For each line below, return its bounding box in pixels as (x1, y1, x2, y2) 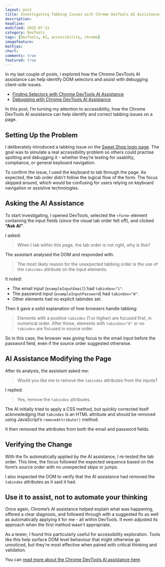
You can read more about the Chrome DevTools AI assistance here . (5, 557, 141, 563)
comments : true (5, 53, 36, 58)
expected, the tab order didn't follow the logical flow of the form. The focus (5, 175, 158, 181)
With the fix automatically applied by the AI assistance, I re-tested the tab (5, 454, 154, 459)
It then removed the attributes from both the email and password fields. (5, 426, 150, 432)
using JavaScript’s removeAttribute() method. (5, 416, 99, 422)
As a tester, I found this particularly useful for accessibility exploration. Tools (5, 531, 161, 537)
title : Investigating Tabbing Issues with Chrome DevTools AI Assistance (5, 12, 160, 17)
